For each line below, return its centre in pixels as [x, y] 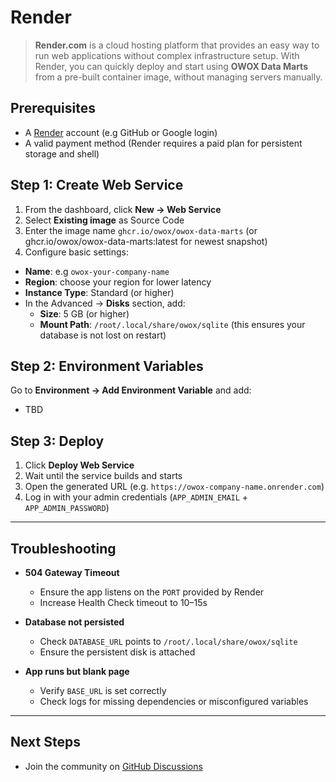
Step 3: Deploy [57, 441]
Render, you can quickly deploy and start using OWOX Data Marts [171, 66]
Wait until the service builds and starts [103, 476]
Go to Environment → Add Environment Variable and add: [131, 390]
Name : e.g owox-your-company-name [97, 271]
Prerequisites [53, 108]
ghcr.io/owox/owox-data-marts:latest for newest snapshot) [146, 241]
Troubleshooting [63, 548]
